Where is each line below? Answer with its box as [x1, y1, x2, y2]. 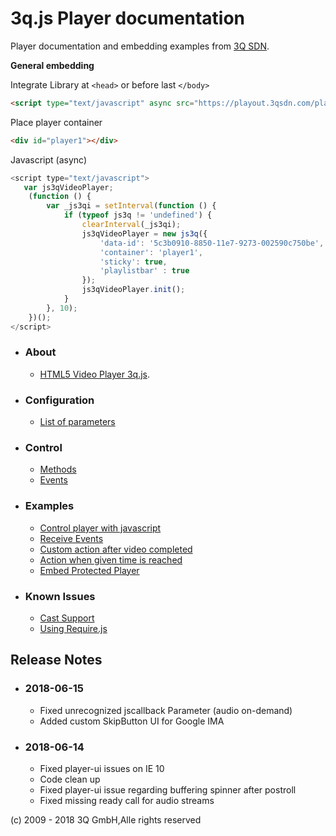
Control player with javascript [39, 522, 162, 534]
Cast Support [39, 612, 95, 624]
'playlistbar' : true [99, 266, 190, 276]
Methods [39, 463, 77, 476]
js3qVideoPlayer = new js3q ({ [81, 228, 208, 239]
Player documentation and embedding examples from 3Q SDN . [10, 40, 270, 52]
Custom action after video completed [39, 543, 193, 555]
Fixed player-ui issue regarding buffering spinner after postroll [39, 784, 297, 796]
